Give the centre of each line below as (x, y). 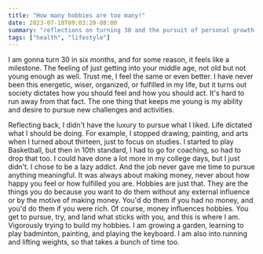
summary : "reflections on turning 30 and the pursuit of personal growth (131, 30)
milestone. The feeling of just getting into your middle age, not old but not (127, 68)
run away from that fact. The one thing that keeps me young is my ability (126, 101)
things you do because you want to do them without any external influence (129, 192)
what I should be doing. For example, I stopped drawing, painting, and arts (128, 134)
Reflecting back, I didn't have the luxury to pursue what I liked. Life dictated (130, 125)
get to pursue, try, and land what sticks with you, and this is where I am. (124, 217)
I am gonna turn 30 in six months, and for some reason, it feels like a (119, 60)
